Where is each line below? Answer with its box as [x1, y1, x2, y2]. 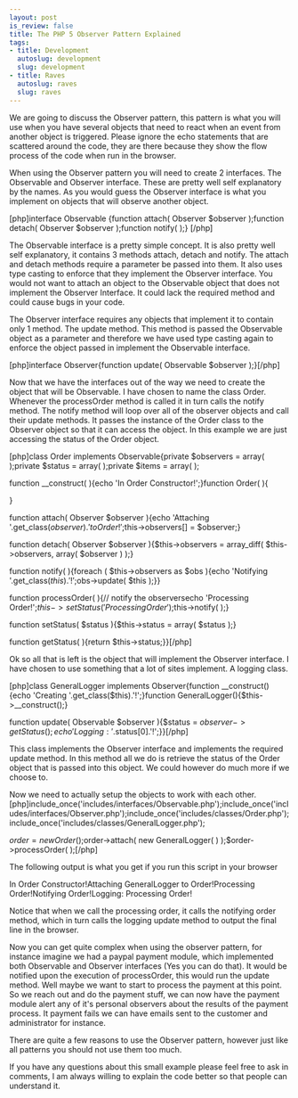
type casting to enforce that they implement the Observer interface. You [9, 268, 273, 279]
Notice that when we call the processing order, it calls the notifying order [9, 905, 277, 916]
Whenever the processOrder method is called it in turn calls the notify [9, 396, 265, 406]
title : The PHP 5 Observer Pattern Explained [9, 29, 181, 38]
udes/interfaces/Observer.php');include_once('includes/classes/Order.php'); [9, 807, 290, 818]
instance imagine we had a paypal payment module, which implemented [9, 951, 274, 962]
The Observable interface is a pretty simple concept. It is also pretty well [9, 240, 276, 250]
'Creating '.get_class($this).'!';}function [32, 690, 176, 701]
